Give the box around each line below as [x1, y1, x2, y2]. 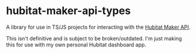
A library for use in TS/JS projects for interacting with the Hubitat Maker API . [6, 23, 191, 31]
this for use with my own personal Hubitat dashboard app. [6, 41, 147, 48]
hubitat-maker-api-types [6, 4, 131, 18]
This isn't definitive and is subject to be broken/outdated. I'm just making [6, 35, 182, 42]
